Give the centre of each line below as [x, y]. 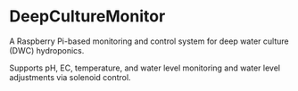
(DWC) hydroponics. [47, 50]
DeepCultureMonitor [87, 17]
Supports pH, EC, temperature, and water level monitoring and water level [145, 68]
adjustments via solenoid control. [70, 77]
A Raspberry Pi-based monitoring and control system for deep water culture [149, 41]
